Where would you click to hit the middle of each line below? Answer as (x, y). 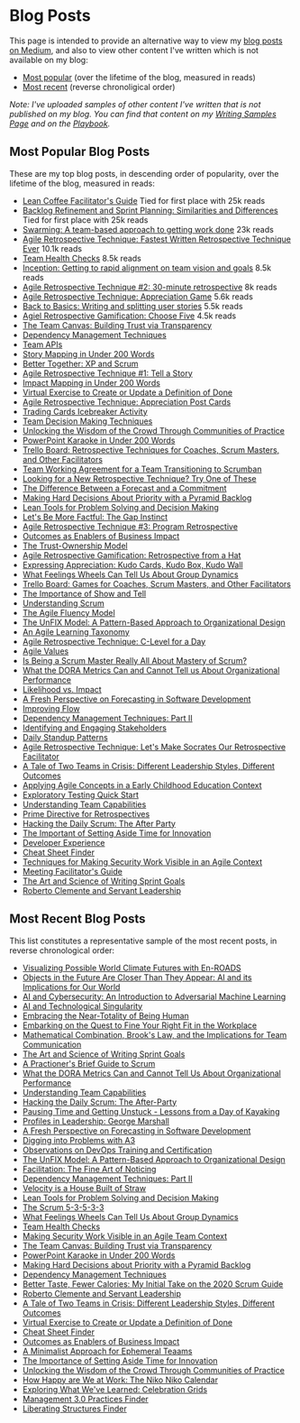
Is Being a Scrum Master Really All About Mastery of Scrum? (135, 660)
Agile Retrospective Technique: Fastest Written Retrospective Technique (156, 239)
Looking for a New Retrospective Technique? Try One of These (139, 478)
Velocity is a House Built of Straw (84, 1188)
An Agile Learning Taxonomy (76, 631)
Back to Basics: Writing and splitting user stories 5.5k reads (132, 306)
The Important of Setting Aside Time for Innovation (117, 833)
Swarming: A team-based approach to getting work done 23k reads (148, 229)
